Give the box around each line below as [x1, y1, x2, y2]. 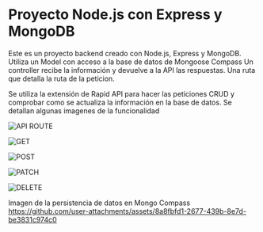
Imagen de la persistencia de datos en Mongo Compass [8, 198, 191, 207]
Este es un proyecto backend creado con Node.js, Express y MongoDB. [8, 48, 242, 58]
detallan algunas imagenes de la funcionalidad [8, 105, 160, 116]
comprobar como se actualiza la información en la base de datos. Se [8, 97, 232, 107]
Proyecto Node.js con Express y [8, 6, 223, 24]
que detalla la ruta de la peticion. [8, 74, 115, 83]
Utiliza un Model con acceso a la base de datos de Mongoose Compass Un [8, 57, 253, 67]
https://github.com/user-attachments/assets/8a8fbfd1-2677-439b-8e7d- [8, 206, 247, 215]
